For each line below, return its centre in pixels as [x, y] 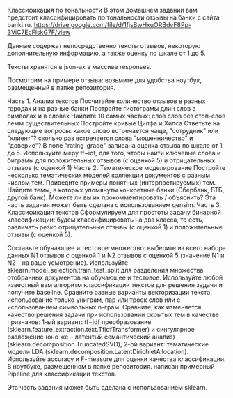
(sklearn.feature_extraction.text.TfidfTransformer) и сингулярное [101, 329]
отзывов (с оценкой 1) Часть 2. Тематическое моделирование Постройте [116, 168]
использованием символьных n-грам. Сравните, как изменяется [104, 307]
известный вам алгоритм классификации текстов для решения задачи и [115, 285]
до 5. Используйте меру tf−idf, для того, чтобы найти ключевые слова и [114, 153]
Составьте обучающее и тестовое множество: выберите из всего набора [116, 248]
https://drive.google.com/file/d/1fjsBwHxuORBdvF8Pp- [113, 25]
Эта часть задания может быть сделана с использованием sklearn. [107, 387]
